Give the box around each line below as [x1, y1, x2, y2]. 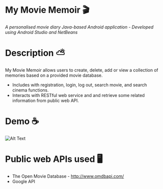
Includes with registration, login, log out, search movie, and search [12, 82, 147, 88]
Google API [12, 178, 35, 184]
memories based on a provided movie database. [5, 72, 103, 78]
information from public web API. [12, 97, 80, 103]
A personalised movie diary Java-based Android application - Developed [5, 24, 154, 30]
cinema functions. [12, 87, 49, 93]
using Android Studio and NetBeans [5, 29, 78, 35]
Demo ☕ [5, 116, 39, 127]
